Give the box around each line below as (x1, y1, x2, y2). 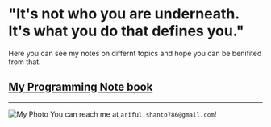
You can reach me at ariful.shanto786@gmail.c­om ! (49, 109, 217, 119)
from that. (8, 57, 42, 67)
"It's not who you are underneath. (8, 5, 240, 23)
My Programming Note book (8, 80, 153, 94)
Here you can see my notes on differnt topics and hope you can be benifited (8, 48, 262, 58)
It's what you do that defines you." (8, 22, 244, 40)
